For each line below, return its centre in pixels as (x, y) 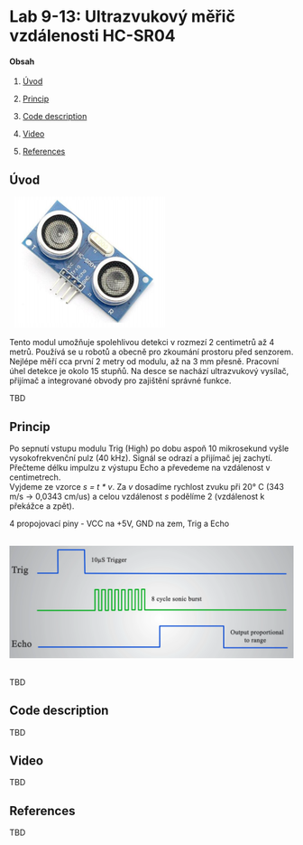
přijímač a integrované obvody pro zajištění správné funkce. (120, 380)
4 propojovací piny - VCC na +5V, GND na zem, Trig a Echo (119, 524)
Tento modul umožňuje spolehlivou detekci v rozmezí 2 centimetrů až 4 (142, 343)
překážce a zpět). (42, 506)
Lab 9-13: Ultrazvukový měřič (123, 17)
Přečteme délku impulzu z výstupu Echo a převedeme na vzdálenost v (140, 468)
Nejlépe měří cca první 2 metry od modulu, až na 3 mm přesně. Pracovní (144, 361)
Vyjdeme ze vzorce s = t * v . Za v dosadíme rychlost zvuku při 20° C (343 (147, 487)
